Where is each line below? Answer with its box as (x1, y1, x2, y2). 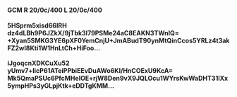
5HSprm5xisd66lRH (7, 21, 67, 30)
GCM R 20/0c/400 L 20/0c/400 (7, 6, 102, 14)
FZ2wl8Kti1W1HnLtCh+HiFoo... (7, 44, 101, 52)
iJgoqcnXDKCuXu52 (7, 59, 70, 67)
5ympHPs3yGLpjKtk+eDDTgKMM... (7, 81, 115, 90)
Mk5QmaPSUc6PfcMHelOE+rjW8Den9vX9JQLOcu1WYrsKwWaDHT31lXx (7, 74, 229, 83)
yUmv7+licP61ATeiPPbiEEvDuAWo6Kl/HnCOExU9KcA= (7, 67, 173, 75)
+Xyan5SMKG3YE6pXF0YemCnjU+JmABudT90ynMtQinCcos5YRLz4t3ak (7, 36, 230, 45)
